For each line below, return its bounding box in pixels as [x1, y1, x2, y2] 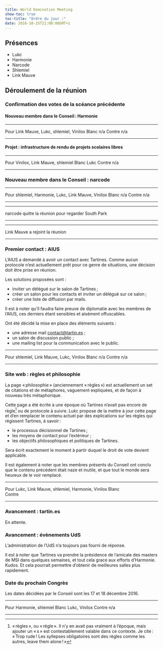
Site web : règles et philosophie [5, 371, 81, 378]
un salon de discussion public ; [12, 335, 74, 341]
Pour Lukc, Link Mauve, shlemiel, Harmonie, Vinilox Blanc [5, 486, 120, 492]
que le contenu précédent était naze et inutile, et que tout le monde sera [5, 467, 149, 473]
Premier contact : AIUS [5, 246, 60, 252]
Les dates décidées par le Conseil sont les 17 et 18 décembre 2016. [5, 591, 139, 596]
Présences [5, 38, 38, 47]
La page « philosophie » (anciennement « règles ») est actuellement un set [5, 382, 153, 388]
